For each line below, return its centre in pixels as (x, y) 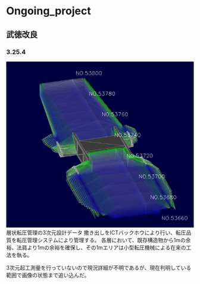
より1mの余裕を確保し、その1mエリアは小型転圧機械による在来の (106, 248)
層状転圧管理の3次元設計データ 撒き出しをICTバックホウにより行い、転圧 (96, 233)
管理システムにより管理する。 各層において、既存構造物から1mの (106, 240)
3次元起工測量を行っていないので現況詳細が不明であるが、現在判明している (99, 268)
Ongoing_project (49, 11)
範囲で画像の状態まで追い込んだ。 (48, 275)
